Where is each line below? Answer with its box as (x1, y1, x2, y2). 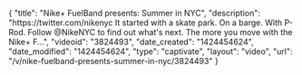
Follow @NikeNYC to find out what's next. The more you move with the (27, 27, 293, 37)
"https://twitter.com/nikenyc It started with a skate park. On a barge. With (8, 17, 283, 28)
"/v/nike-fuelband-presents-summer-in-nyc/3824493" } (8, 56, 219, 66)
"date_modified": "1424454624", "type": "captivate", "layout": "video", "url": (8, 46, 293, 57)
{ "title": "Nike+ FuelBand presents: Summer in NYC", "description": (8, 8, 260, 18)
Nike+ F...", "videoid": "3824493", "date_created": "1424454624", (8, 36, 255, 47)
